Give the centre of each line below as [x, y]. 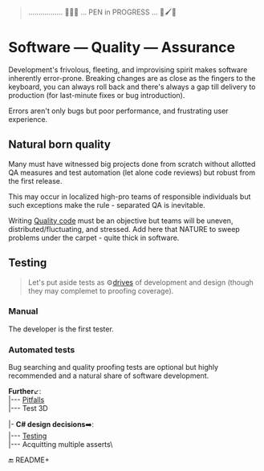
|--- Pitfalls [26, 400]
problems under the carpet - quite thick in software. [94, 238]
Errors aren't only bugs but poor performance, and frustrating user [118, 111]
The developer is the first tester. [61, 329]
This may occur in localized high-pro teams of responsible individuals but [130, 197]
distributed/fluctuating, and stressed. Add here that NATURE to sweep [124, 229]
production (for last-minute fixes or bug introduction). [97, 95]
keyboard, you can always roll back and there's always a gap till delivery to [132, 87]
